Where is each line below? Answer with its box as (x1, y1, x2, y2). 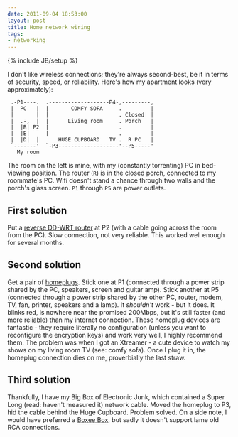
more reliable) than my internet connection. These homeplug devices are (7, 315, 220, 324)
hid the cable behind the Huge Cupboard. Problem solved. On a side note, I (7, 408, 227, 416)
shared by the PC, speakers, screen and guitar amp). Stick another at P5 (7, 285, 219, 293)
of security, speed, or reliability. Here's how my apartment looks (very (7, 77, 212, 86)
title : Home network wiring (7, 23, 91, 31)
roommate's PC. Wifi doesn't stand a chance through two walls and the (7, 176, 216, 185)
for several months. (7, 238, 65, 247)
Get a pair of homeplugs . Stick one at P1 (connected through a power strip (7, 278, 225, 286)
